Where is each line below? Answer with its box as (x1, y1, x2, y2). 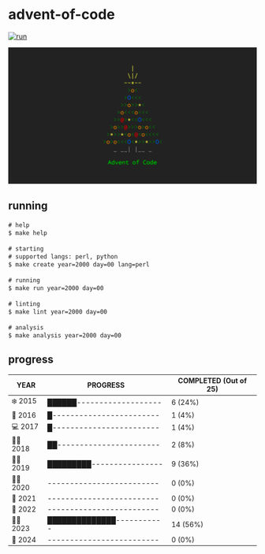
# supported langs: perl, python (8, 252, 118, 261)
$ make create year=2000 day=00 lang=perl (8, 260, 150, 269)
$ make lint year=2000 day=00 (8, 307, 108, 316)
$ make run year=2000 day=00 (8, 284, 104, 292)
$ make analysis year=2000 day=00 (8, 331, 122, 340)
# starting (8, 244, 44, 253)
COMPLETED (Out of (177, 376, 247, 385)
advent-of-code (8, 6, 116, 24)
